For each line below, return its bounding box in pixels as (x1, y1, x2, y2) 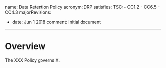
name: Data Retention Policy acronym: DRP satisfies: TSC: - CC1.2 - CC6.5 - (5, 4, 160, 10)
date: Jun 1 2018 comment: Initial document (12, 19, 101, 25)
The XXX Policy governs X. (5, 57, 60, 63)
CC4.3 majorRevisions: (5, 9, 52, 15)
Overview (5, 41, 46, 52)
